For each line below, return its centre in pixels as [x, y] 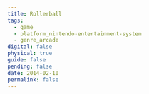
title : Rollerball [35, 14]
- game [24, 27]
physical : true [30, 54]
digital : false [30, 47]
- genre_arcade [36, 40]
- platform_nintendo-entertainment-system [78, 34]
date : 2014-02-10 [33, 73]
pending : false [30, 66]
